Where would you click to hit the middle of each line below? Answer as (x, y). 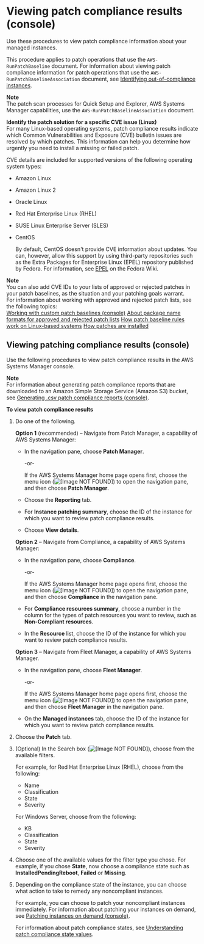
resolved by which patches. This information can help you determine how (98, 141)
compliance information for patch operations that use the (78, 72)
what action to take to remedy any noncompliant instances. (89, 891)
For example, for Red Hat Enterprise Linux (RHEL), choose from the (99, 767)
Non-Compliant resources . (59, 622)
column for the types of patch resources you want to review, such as (110, 615)
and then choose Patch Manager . (67, 488)
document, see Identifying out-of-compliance (139, 79)
